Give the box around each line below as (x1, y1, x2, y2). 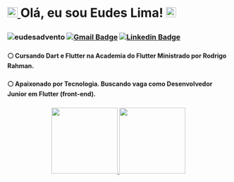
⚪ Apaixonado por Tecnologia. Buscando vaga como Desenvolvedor (7, 79, 213, 89)
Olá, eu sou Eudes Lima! (20, 5, 164, 21)
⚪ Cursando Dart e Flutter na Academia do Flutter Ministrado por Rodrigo (7, 51, 227, 60)
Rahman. (7, 62, 35, 70)
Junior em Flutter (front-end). (7, 90, 97, 98)
